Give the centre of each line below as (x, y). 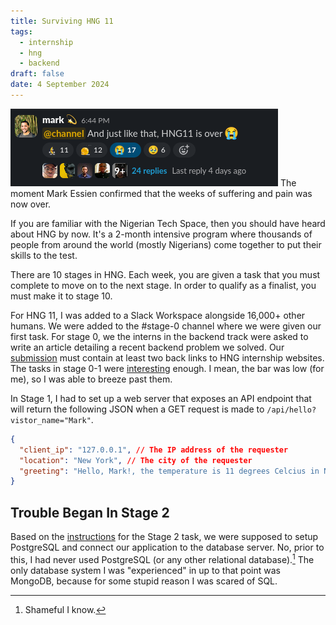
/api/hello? (291, 410)
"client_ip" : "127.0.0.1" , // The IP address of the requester (154, 450)
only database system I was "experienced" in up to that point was (145, 570)
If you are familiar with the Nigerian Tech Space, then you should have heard (168, 223)
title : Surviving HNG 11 (62, 21)
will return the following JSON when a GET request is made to (137, 409)
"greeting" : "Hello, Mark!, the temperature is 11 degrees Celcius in (169, 471)
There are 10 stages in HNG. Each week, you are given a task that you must (165, 274)
